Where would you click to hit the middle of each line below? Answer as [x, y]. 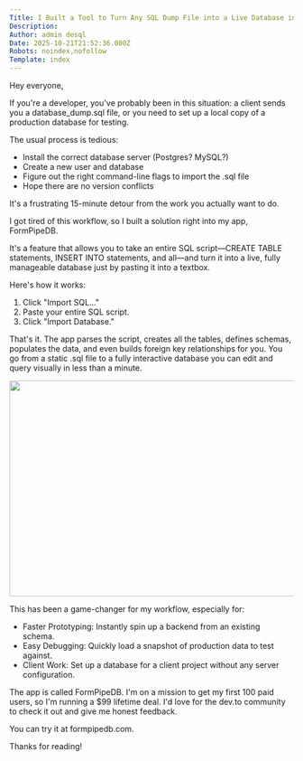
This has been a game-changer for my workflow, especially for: [127, 609]
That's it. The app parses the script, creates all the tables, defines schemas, [150, 339]
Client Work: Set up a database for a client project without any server [151, 665]
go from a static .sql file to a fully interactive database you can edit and [141, 358]
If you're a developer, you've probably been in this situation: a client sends [147, 103]
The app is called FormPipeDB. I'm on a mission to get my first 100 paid [142, 692]
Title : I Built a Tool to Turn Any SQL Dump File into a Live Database [147, 18]
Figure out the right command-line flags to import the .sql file [136, 176]
